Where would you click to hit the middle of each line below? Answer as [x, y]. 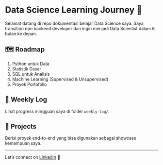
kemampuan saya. [23, 143]
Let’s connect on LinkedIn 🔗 [33, 157]
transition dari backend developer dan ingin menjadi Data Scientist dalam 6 [80, 28]
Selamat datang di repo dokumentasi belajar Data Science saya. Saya [74, 23]
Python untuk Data [31, 64]
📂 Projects [21, 126]
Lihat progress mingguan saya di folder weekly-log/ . [57, 111]
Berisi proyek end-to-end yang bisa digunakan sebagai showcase [71, 138]
